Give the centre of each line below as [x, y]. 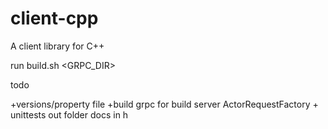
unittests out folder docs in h [69, 114]
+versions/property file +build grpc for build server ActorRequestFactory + [164, 104]
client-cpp [54, 18]
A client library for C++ [57, 46]
